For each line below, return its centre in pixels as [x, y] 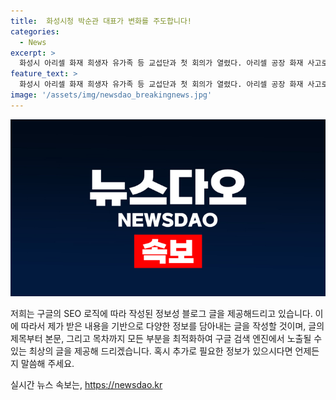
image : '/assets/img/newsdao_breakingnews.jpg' [111, 95]
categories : [35, 31]
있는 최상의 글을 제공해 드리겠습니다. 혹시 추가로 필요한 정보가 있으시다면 [151, 351]
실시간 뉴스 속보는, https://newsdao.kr [86, 385]
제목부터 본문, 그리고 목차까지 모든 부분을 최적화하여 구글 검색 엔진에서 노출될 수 [166, 339]
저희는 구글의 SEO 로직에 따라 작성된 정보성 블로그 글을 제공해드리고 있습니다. [161, 314]
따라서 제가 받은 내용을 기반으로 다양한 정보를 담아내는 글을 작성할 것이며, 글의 [172, 326]
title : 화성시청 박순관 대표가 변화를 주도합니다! [101, 21]
